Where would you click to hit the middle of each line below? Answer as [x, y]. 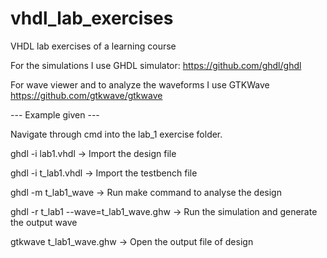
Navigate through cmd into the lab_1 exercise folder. [116, 134]
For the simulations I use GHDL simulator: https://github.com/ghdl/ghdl [156, 65]
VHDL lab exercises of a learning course [93, 46]
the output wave [44, 222]
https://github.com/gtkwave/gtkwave [86, 95]
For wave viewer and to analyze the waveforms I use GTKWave [140, 84]
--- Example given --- [55, 114]
